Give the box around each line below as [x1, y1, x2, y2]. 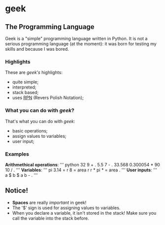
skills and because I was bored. [5, 46, 69, 52]
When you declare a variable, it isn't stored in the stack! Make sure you [12, 210, 157, 216]
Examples [5, 151, 30, 158]
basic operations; [12, 128, 48, 133]
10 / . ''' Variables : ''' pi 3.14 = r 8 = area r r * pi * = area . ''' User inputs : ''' [5, 167, 158, 173]
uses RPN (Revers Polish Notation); [12, 95, 84, 101]
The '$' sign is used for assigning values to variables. [12, 205, 121, 211]
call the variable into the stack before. [12, 215, 89, 221]
